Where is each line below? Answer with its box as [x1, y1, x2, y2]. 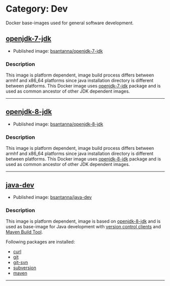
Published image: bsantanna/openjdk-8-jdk [13, 121, 103, 127]
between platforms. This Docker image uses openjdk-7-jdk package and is [6, 83, 161, 89]
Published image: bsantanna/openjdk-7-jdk [13, 48, 103, 54]
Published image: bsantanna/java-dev [13, 194, 92, 200]
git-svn [13, 259, 28, 266]
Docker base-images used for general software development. [6, 20, 134, 26]
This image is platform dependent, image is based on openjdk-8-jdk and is [6, 218, 161, 224]
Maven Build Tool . [6, 229, 43, 235]
